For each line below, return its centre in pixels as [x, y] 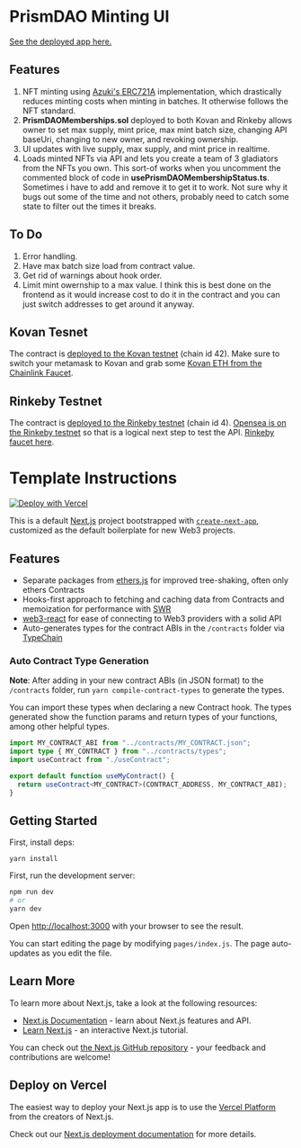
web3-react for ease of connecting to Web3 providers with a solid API [152, 618]
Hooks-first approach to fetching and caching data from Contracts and [153, 599]
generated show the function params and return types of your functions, [144, 717]
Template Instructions [93, 478]
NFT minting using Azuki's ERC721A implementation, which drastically [152, 91]
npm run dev [31, 892]
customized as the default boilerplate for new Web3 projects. [122, 530]
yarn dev [26, 909]
